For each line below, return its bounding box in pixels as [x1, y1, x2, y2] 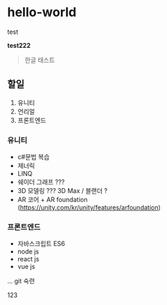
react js [17, 255, 40, 263]
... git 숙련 [7, 277, 35, 285]
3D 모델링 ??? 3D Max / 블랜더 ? [17, 187, 107, 195]
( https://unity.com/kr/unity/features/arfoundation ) [17, 204, 161, 212]
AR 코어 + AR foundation [17, 195, 88, 204]
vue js [17, 262, 35, 271]
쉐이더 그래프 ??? [17, 178, 65, 187]
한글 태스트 [24, 56, 55, 64]
